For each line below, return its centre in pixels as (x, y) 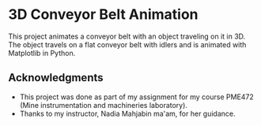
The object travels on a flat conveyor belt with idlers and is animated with (127, 44)
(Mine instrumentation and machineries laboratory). (104, 105)
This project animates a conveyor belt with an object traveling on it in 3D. (127, 36)
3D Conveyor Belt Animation (104, 15)
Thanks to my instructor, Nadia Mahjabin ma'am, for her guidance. (127, 113)
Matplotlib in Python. (42, 53)
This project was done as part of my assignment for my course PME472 (137, 97)
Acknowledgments (56, 78)
